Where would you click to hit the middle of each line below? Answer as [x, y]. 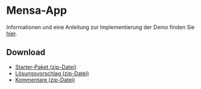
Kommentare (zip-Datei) [45, 79]
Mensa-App [37, 11]
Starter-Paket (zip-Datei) [46, 67]
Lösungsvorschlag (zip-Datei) [52, 73]
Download [26, 53]
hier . [12, 33]
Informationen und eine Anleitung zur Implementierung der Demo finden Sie [101, 27]
